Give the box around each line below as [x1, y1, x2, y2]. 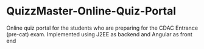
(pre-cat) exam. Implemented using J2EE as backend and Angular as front [6, 30, 193, 38]
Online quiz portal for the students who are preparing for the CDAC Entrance [6, 24, 199, 31]
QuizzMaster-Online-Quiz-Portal [6, 4, 177, 18]
